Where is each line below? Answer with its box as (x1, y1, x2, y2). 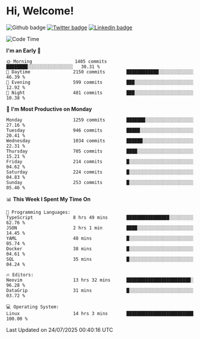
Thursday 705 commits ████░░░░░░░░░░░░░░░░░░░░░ (6, 148, 194, 154)
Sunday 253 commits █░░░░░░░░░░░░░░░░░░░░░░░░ (6, 179, 194, 185)
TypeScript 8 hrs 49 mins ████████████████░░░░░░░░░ (6, 214, 194, 220)
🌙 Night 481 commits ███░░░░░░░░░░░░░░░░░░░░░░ (6, 89, 194, 96)
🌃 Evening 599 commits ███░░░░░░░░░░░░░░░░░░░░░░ (6, 79, 194, 85)
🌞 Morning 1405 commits (6, 58, 107, 64)
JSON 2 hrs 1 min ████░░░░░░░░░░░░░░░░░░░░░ (6, 225, 194, 231)
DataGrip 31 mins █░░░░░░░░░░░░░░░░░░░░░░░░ (6, 287, 194, 293)
